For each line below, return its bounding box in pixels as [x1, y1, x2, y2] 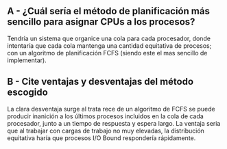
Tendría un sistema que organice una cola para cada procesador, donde [7, 34, 211, 42]
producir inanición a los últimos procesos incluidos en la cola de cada [7, 112, 204, 120]
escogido [7, 87, 48, 98]
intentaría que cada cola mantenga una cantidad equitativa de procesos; [7, 41, 212, 50]
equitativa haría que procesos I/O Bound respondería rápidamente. [7, 133, 196, 142]
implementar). [7, 56, 47, 64]
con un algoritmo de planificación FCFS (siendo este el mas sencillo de [7, 49, 208, 57]
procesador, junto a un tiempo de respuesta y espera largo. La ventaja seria [7, 119, 221, 127]
